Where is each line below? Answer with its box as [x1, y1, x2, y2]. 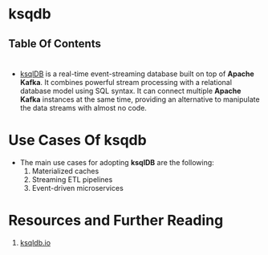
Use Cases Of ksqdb [8, 131, 147, 149]
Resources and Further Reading [8, 211, 224, 229]
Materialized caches [31, 166, 99, 176]
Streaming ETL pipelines [31, 174, 113, 184]
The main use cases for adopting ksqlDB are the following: [19, 157, 214, 167]
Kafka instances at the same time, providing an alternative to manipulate [19, 94, 260, 104]
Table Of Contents [8, 37, 102, 51]
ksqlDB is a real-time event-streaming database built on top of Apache [19, 69, 254, 79]
